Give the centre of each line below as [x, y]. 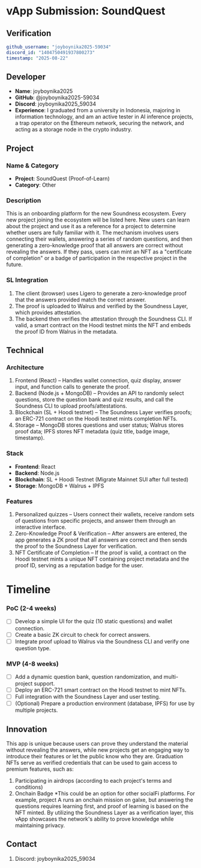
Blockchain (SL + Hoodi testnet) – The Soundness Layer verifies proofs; [103, 412]
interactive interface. [40, 527]
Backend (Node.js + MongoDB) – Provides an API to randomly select [99, 393]
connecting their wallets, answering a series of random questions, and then [100, 239]
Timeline [28, 590]
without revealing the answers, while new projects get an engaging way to [98, 750]
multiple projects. [36, 710]
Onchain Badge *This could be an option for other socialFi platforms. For [105, 794]
